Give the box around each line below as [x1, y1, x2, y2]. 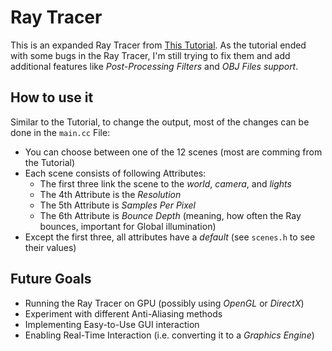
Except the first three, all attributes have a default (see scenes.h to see [24, 231, 316, 243]
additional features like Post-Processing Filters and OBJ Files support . [10, 60, 299, 72]
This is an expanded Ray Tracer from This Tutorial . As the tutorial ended [10, 39, 307, 51]
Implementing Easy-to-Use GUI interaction [24, 318, 200, 330]
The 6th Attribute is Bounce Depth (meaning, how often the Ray [39, 209, 302, 221]
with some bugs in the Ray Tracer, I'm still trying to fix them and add [10, 49, 291, 61]
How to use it [10, 89, 94, 106]
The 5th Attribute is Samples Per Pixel [39, 199, 197, 211]
